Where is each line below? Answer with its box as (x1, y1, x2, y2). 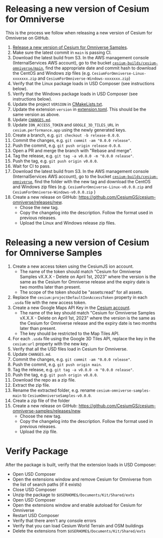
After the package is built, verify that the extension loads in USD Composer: (5, 462, 157, 468)
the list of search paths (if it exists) (12, 481, 82, 487)
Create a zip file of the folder (12, 398, 70, 403)
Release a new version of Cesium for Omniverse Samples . (12, 44, 128, 50)
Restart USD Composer (12, 512, 59, 518)
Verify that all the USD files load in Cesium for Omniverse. (12, 346, 128, 352)
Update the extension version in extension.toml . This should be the (12, 106, 147, 112)
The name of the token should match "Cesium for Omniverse (19, 268, 141, 274)
